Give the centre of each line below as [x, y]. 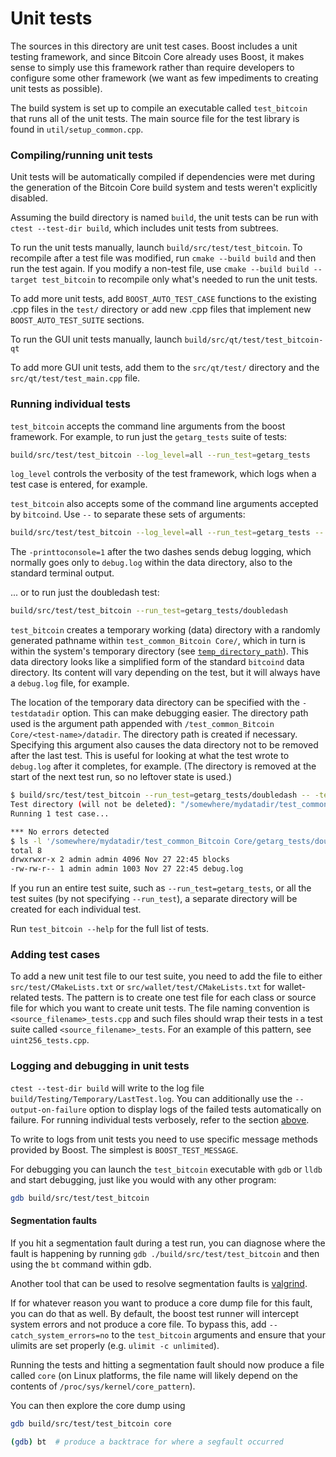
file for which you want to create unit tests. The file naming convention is [160, 1008]
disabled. [29, 198]
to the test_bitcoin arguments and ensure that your [218, 1334]
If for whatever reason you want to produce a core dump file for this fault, [161, 1303]
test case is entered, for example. [79, 484]
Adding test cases [55, 955]
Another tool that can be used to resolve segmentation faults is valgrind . [159, 1283]
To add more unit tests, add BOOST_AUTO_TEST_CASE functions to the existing [163, 299]
